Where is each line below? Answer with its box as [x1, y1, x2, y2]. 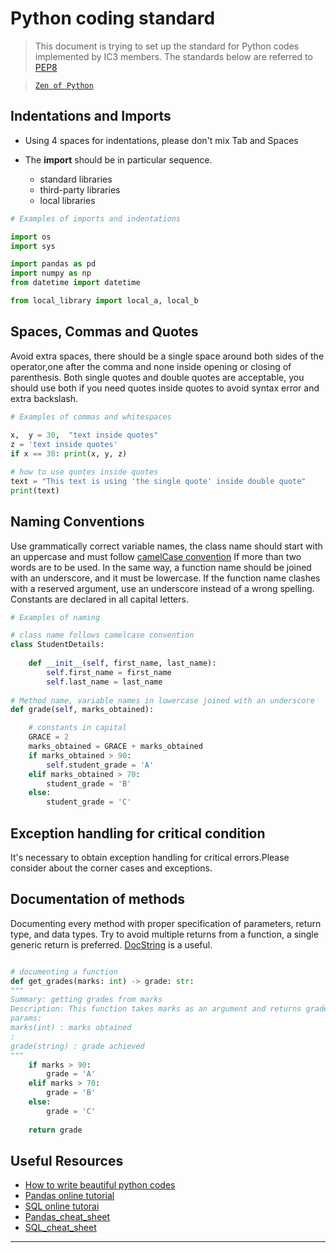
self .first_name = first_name [46, 667, 172, 677]
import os [10, 232, 52, 242]
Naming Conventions [10, 513, 145, 531]
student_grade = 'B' [46, 778, 132, 789]
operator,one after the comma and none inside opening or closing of [10, 360, 292, 372]
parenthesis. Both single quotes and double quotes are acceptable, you [10, 371, 305, 383]
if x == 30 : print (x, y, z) [10, 449, 128, 459]
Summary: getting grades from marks [10, 995, 163, 1005]
